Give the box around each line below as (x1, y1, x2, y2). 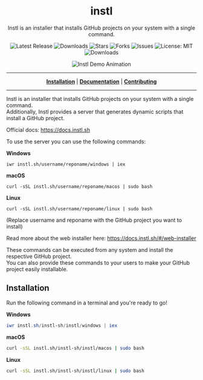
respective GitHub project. (6, 253, 72, 260)
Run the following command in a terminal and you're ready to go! (6, 299, 168, 306)
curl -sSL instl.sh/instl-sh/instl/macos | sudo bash (6, 345, 145, 351)
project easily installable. (6, 265, 68, 272)
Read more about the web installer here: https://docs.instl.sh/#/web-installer (6, 234, 196, 242)
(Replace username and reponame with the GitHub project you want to (6, 216, 182, 224)
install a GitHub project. (6, 114, 65, 121)
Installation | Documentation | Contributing (46, 77, 157, 85)
